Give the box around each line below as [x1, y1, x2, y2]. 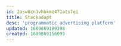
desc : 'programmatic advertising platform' [6, 20, 116, 26]
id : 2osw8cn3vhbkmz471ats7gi [6, 8, 79, 15]
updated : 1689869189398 [6, 25, 66, 32]
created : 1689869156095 [6, 31, 66, 37]
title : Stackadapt [6, 14, 52, 20]
